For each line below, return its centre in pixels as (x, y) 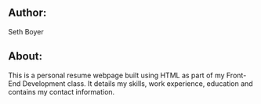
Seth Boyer (26, 31)
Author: (27, 13)
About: (25, 57)
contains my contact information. (62, 91)
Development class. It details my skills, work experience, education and (138, 83)
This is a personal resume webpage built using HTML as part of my (116, 75)
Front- (236, 75)
